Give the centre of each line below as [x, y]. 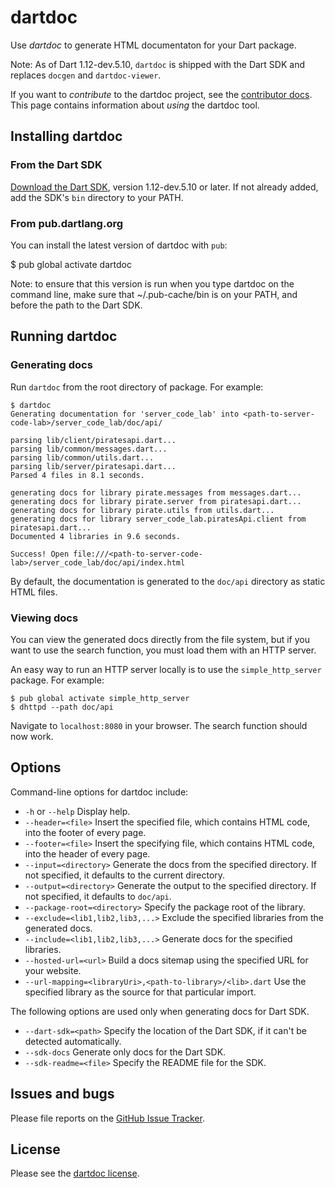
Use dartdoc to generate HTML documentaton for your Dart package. [153, 45]
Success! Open [40, 554]
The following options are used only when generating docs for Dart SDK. [160, 1011]
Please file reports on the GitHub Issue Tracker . [107, 1118]
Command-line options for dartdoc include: [99, 792]
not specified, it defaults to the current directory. [125, 875]
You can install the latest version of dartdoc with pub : [119, 245]
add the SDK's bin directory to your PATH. [97, 197]
